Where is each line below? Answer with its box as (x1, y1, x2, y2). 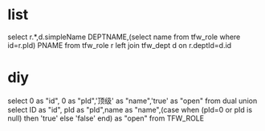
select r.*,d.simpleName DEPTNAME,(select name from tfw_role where (7, 32, 241, 42)
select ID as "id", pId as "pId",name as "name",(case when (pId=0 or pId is (7, 105, 253, 114)
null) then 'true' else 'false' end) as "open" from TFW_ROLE (7, 113, 205, 123)
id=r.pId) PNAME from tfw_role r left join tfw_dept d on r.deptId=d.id (7, 40, 232, 50)
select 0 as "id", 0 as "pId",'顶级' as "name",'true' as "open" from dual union (7, 96, 258, 105)
